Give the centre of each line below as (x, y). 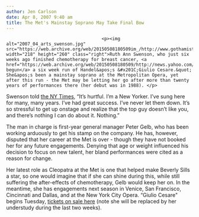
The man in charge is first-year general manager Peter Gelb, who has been (97, 127)
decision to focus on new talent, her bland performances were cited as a (95, 152)
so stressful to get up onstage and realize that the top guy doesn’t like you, (97, 109)
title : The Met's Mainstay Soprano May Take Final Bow (75, 23)
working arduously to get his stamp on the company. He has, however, (92, 133)
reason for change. (29, 158)
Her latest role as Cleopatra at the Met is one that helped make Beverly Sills (98, 170)
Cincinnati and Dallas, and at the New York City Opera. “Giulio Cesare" (92, 195)
